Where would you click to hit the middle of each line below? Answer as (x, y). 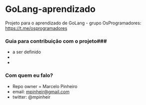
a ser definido (27, 52)
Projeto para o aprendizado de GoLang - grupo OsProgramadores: (73, 23)
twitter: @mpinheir (31, 97)
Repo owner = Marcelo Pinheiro (45, 86)
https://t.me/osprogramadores (36, 28)
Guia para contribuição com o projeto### (56, 41)
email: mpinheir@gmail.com (41, 92)
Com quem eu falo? (29, 76)
